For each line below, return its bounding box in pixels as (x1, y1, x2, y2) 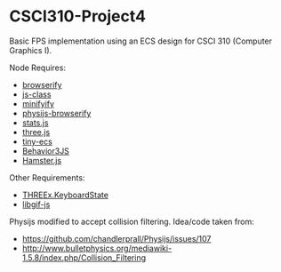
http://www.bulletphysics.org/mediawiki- (21, 243, 173, 253)
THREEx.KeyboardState (21, 189, 109, 200)
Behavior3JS (21, 145, 69, 156)
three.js (21, 126, 51, 137)
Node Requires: (9, 62, 67, 73)
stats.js (21, 117, 49, 128)
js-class (21, 89, 52, 100)
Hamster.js (21, 155, 62, 165)
